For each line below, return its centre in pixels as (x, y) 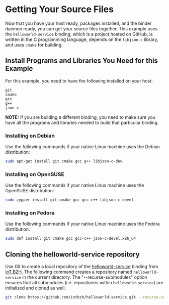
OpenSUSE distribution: (30, 191)
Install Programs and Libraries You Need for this (82, 61)
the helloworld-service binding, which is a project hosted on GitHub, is (79, 34)
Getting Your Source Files (60, 9)
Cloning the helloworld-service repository (72, 254)
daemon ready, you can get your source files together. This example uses (81, 28)
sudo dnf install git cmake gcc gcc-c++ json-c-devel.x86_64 (71, 239)
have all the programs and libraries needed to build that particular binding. (82, 122)
